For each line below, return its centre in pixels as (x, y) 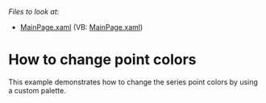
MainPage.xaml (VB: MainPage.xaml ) (81, 27)
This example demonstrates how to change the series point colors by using (133, 82)
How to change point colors (102, 60)
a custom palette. (37, 90)
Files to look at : (34, 12)
